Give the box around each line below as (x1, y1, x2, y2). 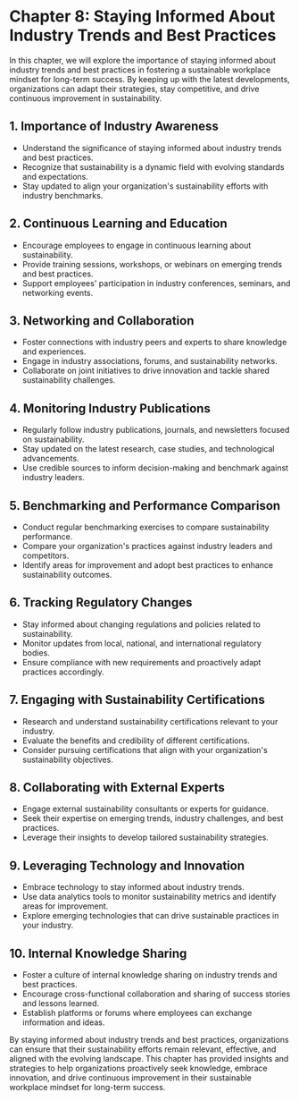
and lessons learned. (21, 998, 100, 1009)
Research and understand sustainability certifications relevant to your (21, 716, 278, 726)
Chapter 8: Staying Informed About (9, 6, 276, 27)
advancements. (21, 453, 79, 464)
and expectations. (21, 171, 89, 182)
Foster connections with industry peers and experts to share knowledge (21, 337, 287, 348)
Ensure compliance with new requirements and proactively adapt (21, 656, 262, 667)
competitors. (21, 550, 70, 561)
